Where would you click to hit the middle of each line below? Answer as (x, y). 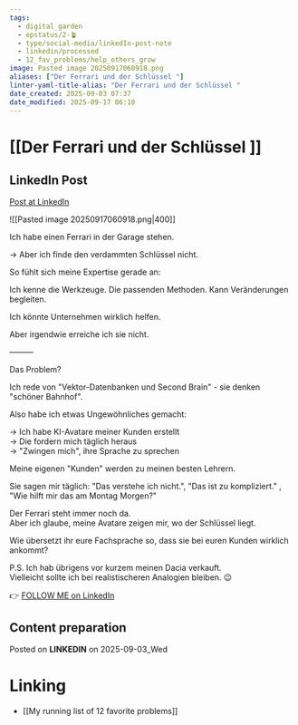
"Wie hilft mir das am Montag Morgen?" (83, 496)
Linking (38, 686)
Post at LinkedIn (39, 202)
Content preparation (68, 628)
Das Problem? (35, 370)
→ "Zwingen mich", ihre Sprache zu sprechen (94, 451)
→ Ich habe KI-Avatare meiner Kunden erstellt (95, 432)
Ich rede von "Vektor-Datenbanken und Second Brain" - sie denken (135, 387)
